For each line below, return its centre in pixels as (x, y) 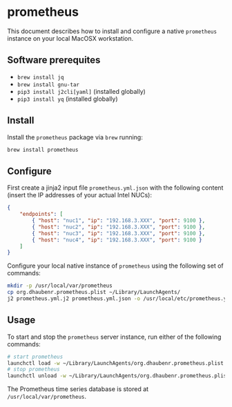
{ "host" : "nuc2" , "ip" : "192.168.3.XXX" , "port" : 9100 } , (119, 227)
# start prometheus (35, 357)
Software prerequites (54, 60)
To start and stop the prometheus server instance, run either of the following (114, 337)
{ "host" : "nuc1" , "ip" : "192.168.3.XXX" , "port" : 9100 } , (119, 221)
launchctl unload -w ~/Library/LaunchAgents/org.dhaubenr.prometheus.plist (118, 376)
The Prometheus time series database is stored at (78, 389)
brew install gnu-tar (48, 85)
